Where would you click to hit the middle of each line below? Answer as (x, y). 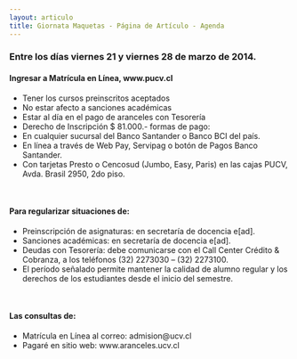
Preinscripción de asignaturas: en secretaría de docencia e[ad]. (139, 231)
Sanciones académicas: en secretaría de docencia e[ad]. (126, 241)
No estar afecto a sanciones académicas (97, 107)
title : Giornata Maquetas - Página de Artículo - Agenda (117, 26)
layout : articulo (41, 17)
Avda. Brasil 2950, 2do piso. (74, 174)
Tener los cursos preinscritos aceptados (96, 98)
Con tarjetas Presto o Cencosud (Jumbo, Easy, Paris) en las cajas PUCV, (155, 164)
